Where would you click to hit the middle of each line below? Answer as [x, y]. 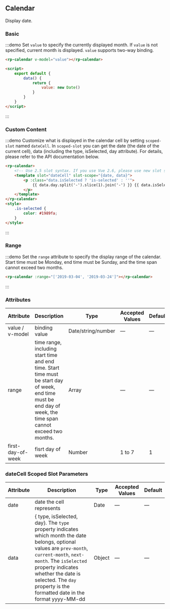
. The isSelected [68, 561]
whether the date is [58, 574]
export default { [33, 73]
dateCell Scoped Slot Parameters [47, 474]
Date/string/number [92, 331]
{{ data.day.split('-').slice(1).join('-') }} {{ [86, 185]
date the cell [49, 502]
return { [41, 83]
